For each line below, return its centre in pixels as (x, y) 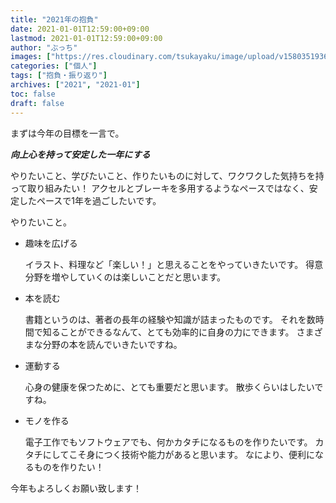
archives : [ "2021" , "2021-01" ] (75, 85)
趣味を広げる (51, 243)
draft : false (37, 103)
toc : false (33, 94)
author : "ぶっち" (44, 47)
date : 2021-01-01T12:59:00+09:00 (80, 29)
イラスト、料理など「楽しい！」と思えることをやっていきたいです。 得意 (174, 264)
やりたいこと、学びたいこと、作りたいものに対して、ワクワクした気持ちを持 (167, 175)
